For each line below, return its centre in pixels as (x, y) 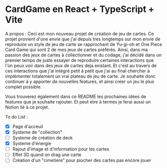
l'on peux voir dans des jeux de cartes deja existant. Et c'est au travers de (81, 65)
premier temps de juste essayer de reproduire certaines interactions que (80, 60)
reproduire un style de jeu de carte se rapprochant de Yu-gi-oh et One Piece (84, 44)
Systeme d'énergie (32, 143)
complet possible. (23, 86)
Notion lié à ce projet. (27, 107)
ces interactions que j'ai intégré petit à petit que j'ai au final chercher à (78, 70)
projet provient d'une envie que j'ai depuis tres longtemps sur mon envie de (83, 39)
